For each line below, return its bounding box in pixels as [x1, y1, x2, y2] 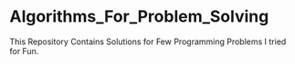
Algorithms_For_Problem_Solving [9, 6, 269, 27]
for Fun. [9, 45, 39, 56]
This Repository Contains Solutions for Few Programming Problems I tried [9, 36, 287, 47]
